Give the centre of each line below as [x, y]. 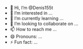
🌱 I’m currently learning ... [37, 18]
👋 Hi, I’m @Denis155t [31, 8]
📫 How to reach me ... [33, 29]
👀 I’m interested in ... [31, 13]
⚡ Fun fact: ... [24, 42]
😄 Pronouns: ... [26, 36]
